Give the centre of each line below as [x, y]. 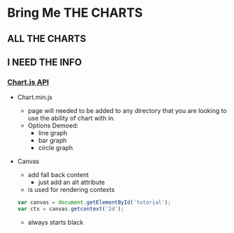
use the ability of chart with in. [71, 118]
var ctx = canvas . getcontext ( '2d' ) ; [71, 209]
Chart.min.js [35, 97]
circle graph [56, 148]
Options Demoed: [53, 126]
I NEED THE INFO [45, 62]
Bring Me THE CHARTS [75, 13]
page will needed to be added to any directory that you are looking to [127, 111]
